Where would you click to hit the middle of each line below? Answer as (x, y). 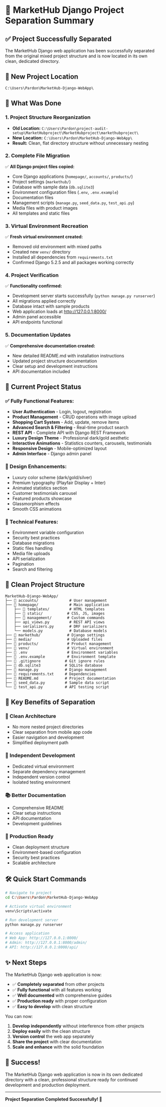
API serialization (29, 559)
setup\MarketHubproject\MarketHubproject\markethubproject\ (75, 133)
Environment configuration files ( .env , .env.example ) (65, 192)
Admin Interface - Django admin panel (52, 454)
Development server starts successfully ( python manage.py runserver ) (84, 296)
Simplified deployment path (40, 743)
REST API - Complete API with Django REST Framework (69, 433)
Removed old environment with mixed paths (57, 247)
